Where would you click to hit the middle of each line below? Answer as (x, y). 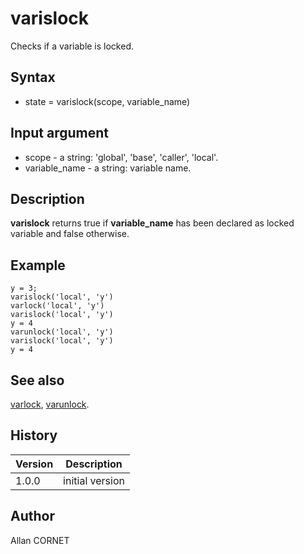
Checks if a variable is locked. (72, 46)
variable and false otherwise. (70, 234)
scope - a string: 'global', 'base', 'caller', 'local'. (121, 157)
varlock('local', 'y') (57, 306)
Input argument (59, 133)
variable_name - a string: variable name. (108, 168)
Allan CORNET (40, 540)
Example (38, 265)
